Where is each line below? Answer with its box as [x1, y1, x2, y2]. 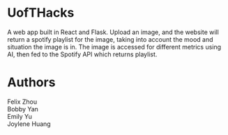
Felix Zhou [7, 97, 37, 106]
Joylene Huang [7, 120, 51, 128]
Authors [7, 74, 56, 90]
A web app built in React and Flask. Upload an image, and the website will [7, 28, 220, 36]
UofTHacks [7, 5, 75, 21]
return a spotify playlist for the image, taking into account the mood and [7, 35, 214, 43]
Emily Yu [7, 112, 33, 120]
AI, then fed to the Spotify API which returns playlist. [7, 50, 158, 58]
